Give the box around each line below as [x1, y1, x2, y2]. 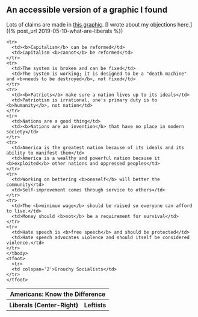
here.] [177, 21, 193, 28]
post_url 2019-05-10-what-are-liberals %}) [17, 27, 123, 34]
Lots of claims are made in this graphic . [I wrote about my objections [6, 21, 176, 28]
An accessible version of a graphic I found [6, 5, 167, 15]
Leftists [84, 301, 107, 309]
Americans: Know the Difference [10, 290, 106, 298]
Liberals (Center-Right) [9, 301, 78, 309]
